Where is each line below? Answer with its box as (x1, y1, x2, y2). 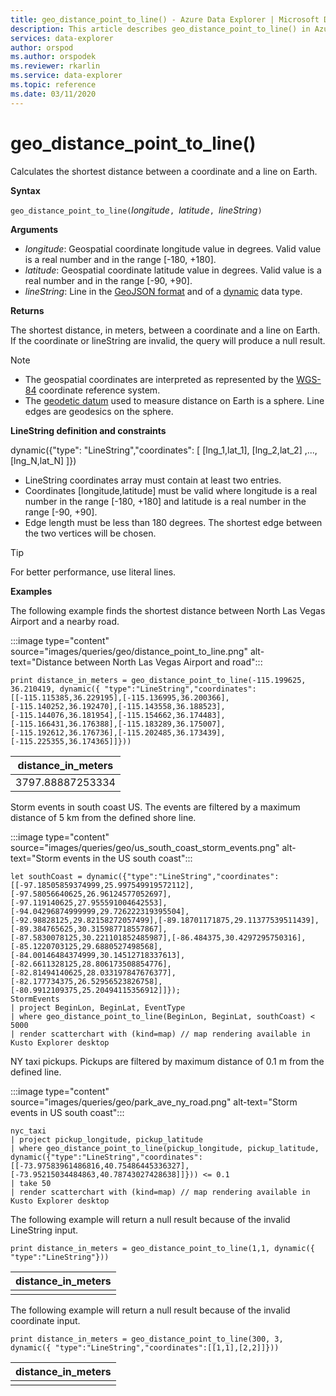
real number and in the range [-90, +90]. (24, 274, 193, 286)
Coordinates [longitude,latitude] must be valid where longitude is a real (24, 484, 318, 496)
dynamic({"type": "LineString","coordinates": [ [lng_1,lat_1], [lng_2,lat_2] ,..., (10, 444, 318, 456)
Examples (10, 585, 53, 597)
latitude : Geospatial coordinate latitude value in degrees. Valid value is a (24, 264, 322, 276)
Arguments (10, 223, 59, 235)
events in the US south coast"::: (63, 852, 193, 864)
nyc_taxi (10, 1126, 47, 1136)
